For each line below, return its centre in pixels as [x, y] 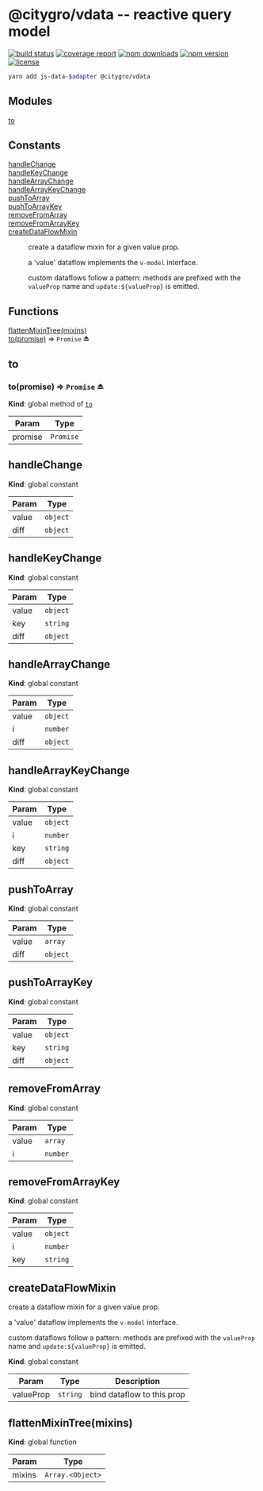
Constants [34, 146]
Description [137, 1381]
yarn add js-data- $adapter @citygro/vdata [79, 76]
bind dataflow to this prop [138, 1395]
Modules [30, 101]
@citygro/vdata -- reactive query [120, 15]
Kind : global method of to [50, 403]
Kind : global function [43, 1442]
